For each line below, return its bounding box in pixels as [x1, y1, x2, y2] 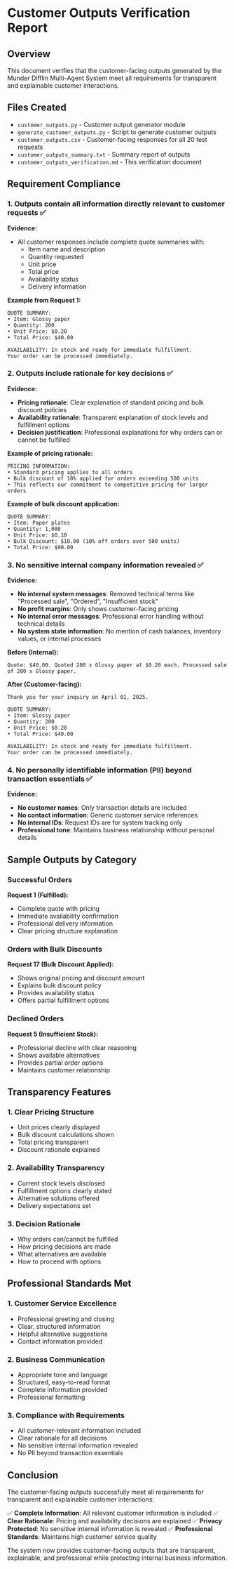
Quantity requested [27, 252, 84, 261]
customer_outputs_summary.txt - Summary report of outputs [17, 150, 191, 159]
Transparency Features [7, 1087, 111, 1098]
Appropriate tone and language [17, 1370, 108, 1379]
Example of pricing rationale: [7, 449, 93, 457]
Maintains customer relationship [17, 1065, 111, 1074]
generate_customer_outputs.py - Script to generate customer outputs [17, 128, 217, 136]
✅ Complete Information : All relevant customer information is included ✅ [7, 1509, 219, 1518]
